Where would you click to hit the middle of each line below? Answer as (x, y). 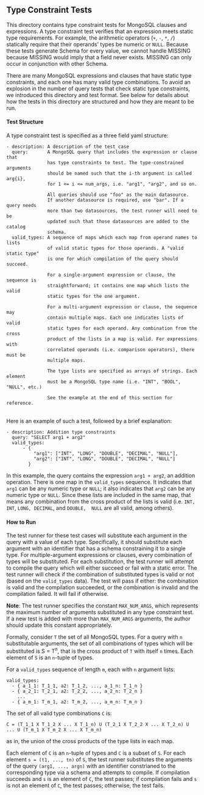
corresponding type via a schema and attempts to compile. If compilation (98, 772)
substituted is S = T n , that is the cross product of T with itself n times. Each (100, 651)
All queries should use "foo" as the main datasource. (118, 195)
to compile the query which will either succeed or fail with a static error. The (102, 568)
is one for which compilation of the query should (113, 259)
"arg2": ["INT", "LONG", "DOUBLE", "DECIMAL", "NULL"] (104, 459)
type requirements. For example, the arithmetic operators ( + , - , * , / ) (91, 38)
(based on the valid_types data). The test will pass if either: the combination (102, 581)
